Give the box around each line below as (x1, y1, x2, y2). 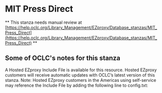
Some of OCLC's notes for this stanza (5, 54, 120, 62)
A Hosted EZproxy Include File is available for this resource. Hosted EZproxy (5, 67, 157, 73)
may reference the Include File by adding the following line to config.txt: (5, 82, 148, 88)
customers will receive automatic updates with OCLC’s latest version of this (5, 72, 155, 78)
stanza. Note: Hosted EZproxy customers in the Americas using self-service (5, 77, 156, 83)
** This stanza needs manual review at (5, 19, 82, 25)
